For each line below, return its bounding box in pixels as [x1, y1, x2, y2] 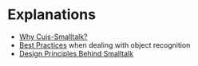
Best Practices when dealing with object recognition [18, 40, 191, 49]
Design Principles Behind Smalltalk [18, 49, 133, 58]
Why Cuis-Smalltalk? [18, 32, 89, 41]
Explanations [7, 6, 97, 24]
